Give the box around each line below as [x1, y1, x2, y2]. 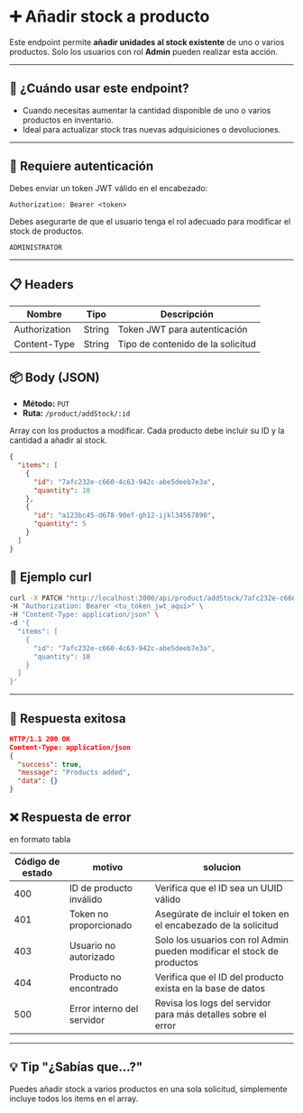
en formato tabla [9, 833, 71, 844]
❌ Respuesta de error [9, 810, 132, 825]
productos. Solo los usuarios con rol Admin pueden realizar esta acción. [9, 46, 278, 57]
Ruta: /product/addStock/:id [22, 408, 131, 419]
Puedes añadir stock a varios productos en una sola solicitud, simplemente [9, 1083, 288, 1094]
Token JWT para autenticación [117, 323, 248, 336]
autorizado [69, 950, 115, 962]
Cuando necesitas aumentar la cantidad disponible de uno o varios [22, 105, 271, 115]
